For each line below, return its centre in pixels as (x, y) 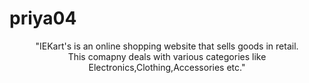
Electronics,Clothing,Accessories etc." (167, 67)
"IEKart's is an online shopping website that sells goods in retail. (167, 46)
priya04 (43, 18)
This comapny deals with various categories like (167, 56)
